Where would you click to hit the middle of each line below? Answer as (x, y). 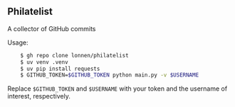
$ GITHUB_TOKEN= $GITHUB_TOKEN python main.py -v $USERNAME (110, 75)
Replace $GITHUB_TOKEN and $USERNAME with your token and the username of (117, 89)
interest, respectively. (39, 96)
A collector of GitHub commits (52, 28)
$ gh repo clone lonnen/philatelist (75, 55)
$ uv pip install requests (60, 69)
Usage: (18, 43)
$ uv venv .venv (45, 62)
